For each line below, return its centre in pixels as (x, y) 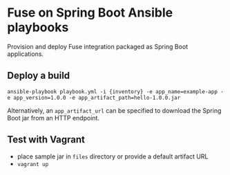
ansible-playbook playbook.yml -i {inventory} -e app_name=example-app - (116, 91)
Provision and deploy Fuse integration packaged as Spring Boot (98, 46)
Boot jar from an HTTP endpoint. (54, 118)
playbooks (38, 27)
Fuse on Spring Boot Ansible (90, 13)
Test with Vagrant (46, 140)
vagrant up (33, 164)
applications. (25, 54)
